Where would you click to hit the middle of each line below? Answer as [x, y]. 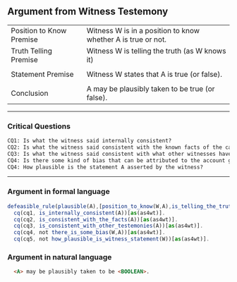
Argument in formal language [59, 192]
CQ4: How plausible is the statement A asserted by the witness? [105, 167]
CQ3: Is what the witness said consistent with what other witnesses [112, 154]
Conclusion [30, 93]
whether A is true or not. [127, 39]
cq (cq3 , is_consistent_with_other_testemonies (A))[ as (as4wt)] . [108, 226]
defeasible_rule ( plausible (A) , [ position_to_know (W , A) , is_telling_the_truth [121, 206]
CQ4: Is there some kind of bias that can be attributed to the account [116, 160]
